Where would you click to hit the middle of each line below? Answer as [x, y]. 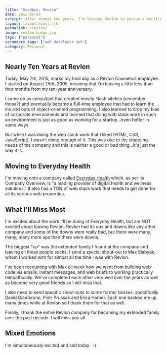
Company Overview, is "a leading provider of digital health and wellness [78, 183]
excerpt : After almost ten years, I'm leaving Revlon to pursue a [75, 19]
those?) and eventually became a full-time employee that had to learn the [80, 104]
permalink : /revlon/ [26, 28]
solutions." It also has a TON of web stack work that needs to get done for [80, 188]
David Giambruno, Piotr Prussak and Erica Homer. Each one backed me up [81, 297]
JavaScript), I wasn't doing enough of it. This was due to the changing [77, 140]
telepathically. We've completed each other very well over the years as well [82, 278]
